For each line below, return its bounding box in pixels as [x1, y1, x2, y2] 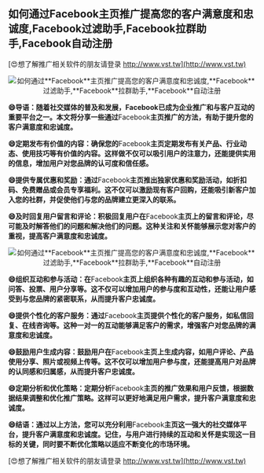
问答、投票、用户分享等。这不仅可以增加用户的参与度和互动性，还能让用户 [8, 284, 249, 293]
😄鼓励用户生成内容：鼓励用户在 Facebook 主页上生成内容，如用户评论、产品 [8, 346, 254, 356]
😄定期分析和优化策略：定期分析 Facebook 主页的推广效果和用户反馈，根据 [8, 383, 247, 393]
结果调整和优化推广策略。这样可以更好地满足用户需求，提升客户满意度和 [14, 393, 249, 402]
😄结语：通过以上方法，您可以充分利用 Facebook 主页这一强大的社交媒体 [8, 420, 240, 429]
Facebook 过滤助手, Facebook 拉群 [32, 22, 196, 35]
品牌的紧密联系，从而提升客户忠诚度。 [35, 294, 159, 303]
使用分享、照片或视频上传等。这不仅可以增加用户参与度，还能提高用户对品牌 [8, 357, 256, 366]
